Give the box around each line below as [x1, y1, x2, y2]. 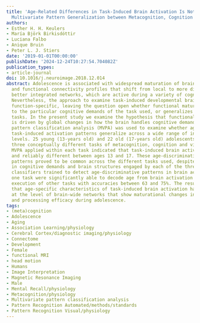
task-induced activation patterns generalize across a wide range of [11, 131, 187, 137]
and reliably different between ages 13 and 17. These [11, 153, 151, 159]
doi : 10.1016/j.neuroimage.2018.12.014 [6, 75, 105, 81]
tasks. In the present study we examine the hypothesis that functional [11, 114, 196, 120]
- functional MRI [6, 253, 49, 259]
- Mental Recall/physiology [6, 285, 76, 292]
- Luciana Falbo [6, 36, 46, 42]
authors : [6, 20, 28, 26]
